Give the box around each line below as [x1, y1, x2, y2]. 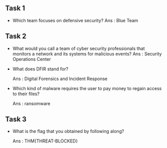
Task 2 [5, 32, 27, 41]
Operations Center [12, 56, 51, 62]
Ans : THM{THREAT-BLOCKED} [12, 138, 78, 144]
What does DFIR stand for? [12, 65, 69, 72]
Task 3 [5, 115, 27, 124]
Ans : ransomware [12, 100, 50, 106]
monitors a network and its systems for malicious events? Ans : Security [12, 50, 162, 57]
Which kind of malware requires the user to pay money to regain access [12, 85, 162, 91]
